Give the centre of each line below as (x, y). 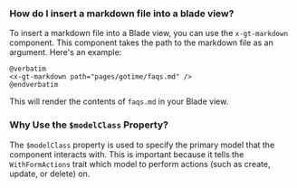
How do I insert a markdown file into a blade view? (122, 14)
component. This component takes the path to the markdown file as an (141, 42)
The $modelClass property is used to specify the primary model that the (142, 145)
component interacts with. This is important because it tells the (127, 154)
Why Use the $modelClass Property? (89, 125)
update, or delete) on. (50, 174)
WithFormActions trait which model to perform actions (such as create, (140, 164)
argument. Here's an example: (66, 52)
